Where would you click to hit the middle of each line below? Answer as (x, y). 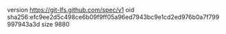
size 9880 (55, 24)
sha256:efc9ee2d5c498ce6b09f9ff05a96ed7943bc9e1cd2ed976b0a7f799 (113, 17)
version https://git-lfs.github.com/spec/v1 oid (71, 10)
